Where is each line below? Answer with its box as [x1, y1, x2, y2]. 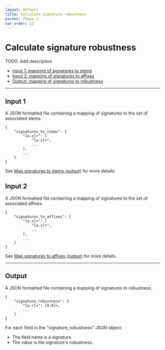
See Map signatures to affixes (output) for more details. [5, 253, 117, 259]
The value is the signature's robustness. [12, 339, 93, 345]
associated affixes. [5, 200, 43, 206]
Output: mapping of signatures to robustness [12, 78, 103, 84]
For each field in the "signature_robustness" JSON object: [5, 324, 123, 330]
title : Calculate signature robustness [5, 12, 87, 17]
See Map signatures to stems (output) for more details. [5, 168, 116, 174]
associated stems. [5, 116, 42, 121]
